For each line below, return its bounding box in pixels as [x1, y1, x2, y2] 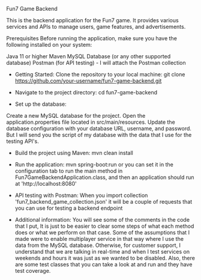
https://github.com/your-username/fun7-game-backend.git [14, 78, 162, 84]
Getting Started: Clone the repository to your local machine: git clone [14, 71, 185, 78]
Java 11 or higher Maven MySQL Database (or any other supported [6, 53, 171, 59]
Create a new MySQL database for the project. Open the [6, 112, 146, 119]
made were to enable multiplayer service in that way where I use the [14, 236, 184, 242]
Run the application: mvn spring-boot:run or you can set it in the [14, 161, 174, 168]
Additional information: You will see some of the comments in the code [14, 216, 190, 223]
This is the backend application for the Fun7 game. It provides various [6, 17, 179, 23]
